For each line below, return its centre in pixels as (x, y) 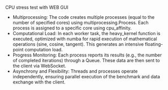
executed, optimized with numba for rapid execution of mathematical (85, 39)
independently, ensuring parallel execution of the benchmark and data (86, 77)
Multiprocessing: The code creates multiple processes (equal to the (83, 17)
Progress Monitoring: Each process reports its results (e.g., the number (87, 55)
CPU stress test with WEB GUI (37, 7)
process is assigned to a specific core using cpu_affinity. (72, 28)
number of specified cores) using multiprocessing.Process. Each (80, 23)
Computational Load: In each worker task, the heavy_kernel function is (86, 33)
